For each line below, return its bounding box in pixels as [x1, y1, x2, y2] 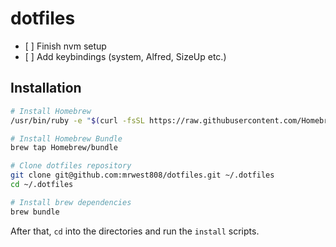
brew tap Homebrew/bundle [10, 143, 118, 153]
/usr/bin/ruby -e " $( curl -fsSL [10, 115, 145, 126]
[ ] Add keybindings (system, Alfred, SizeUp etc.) [24, 50, 227, 62]
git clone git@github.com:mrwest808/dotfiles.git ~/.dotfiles [10, 170, 275, 181]
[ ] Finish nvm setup [24, 40, 107, 52]
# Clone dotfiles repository [10, 161, 132, 171]
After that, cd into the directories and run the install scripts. [10, 225, 260, 237]
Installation [10, 80, 82, 97]
